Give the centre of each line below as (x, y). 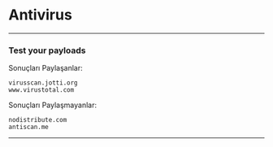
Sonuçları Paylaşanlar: (45, 68)
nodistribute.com (38, 120)
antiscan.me (28, 128)
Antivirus (41, 15)
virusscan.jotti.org (43, 83)
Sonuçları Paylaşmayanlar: (53, 105)
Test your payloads (47, 50)
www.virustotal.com (41, 90)
